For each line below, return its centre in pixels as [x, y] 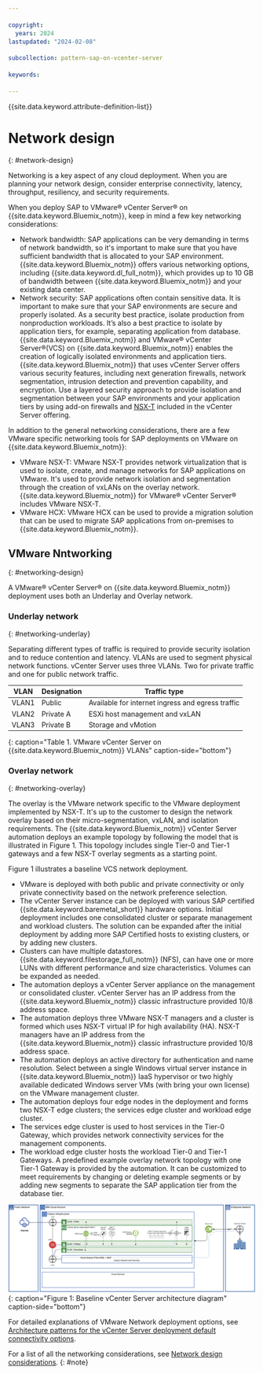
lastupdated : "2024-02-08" [52, 42]
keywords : [24, 75]
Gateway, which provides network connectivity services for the [122, 1135]
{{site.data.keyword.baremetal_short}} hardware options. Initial [121, 909]
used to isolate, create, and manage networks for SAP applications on [132, 470]
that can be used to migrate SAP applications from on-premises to [126, 520]
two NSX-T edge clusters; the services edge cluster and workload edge [135, 1110]
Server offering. [45, 415]
